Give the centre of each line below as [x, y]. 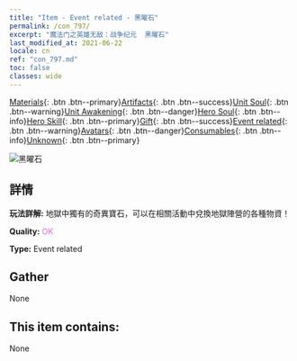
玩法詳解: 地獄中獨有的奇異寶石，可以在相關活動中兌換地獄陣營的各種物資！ [150, 213]
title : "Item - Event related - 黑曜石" [84, 18]
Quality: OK [31, 231]
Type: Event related [46, 248]
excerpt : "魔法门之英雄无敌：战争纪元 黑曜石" [89, 34]
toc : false [30, 68]
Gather [29, 277]
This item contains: [64, 326]
